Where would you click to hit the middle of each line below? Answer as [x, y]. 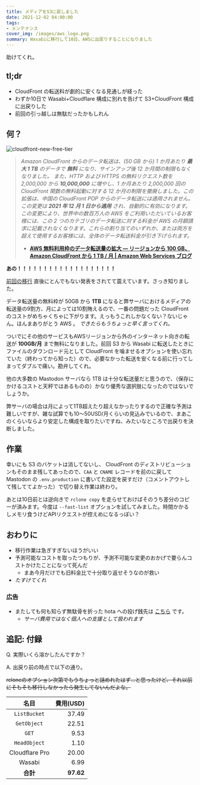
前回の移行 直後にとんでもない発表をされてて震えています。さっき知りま [95, 281]
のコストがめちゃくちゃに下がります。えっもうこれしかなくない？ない [92, 316]
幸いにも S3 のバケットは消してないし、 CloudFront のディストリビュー [93, 465]
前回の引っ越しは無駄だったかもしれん [62, 113]
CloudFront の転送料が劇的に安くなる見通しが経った [79, 91]
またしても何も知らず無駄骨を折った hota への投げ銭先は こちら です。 [101, 611]
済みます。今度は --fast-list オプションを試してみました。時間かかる [103, 507]
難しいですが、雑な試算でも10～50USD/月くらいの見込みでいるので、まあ [96, 413]
